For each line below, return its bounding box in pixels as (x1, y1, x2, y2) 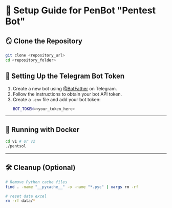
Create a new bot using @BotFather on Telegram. (12, 85, 117, 91)
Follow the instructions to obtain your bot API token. (12, 91, 122, 97)
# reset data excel (5, 194, 47, 199)
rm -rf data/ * (5, 198, 36, 203)
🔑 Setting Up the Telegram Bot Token (5, 72, 124, 81)
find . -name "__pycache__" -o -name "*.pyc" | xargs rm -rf (5, 184, 139, 190)
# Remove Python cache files (5, 179, 68, 184)
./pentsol (5, 144, 27, 149)
